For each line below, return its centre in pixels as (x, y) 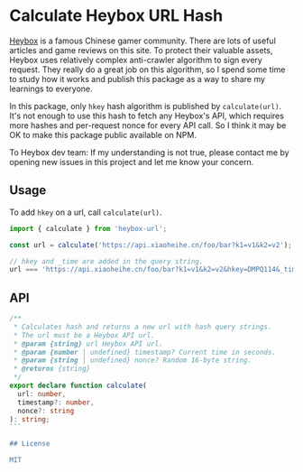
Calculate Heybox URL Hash (116, 16)
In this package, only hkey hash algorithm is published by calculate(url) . (146, 106)
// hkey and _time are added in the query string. (106, 261)
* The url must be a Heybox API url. (84, 335)
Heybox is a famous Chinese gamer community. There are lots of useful (143, 41)
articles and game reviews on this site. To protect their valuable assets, (141, 50)
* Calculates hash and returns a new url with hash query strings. (142, 327)
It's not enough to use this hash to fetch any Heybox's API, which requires (147, 116)
